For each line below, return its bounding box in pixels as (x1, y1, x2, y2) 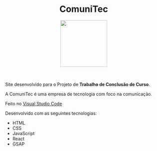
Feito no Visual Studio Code (5, 100, 62, 106)
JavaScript (12, 130, 35, 136)
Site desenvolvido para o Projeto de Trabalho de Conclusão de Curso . (5, 81, 151, 87)
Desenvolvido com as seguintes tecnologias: (5, 110, 97, 116)
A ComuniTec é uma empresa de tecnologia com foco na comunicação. (5, 91, 152, 97)
